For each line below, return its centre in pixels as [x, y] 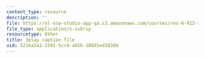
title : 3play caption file [41, 40]
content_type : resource [37, 12]
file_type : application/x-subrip [49, 29]
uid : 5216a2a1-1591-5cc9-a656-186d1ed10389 [63, 46]
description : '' [27, 18]
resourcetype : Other [33, 34]
